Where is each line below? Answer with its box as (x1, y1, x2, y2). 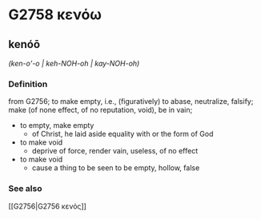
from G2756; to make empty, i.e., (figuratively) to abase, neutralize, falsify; (8, 97, 254, 106)
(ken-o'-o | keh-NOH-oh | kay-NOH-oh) (8, 58, 140, 68)
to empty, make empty (19, 121, 94, 130)
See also (8, 183, 42, 194)
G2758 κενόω (8, 6, 102, 24)
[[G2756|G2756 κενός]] (8, 201, 86, 211)
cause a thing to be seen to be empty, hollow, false (31, 163, 200, 173)
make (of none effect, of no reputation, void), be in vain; (8, 106, 193, 115)
